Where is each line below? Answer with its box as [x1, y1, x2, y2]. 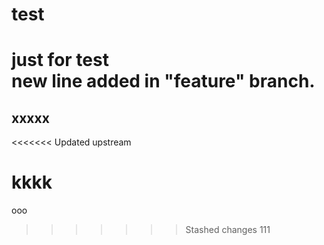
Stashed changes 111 [185, 224, 271, 236]
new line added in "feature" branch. [11, 70, 316, 93]
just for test [11, 49, 109, 72]
